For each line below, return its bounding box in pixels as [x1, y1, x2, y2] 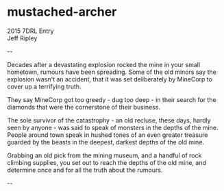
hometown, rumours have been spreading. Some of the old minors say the [7, 68, 217, 76]
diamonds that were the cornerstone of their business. [7, 103, 161, 111]
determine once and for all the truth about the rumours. [7, 166, 163, 174]
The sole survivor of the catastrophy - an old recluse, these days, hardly [7, 116, 211, 124]
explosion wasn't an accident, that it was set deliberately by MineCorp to [7, 75, 212, 83]
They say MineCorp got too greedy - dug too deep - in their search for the [7, 95, 217, 103]
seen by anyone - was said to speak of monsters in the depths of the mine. [7, 123, 219, 131]
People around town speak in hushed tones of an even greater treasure [7, 131, 208, 139]
